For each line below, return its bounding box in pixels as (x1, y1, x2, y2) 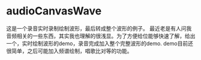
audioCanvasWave (6, 4, 102, 18)
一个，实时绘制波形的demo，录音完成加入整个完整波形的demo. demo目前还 (6, 40, 194, 47)
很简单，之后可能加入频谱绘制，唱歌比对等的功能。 (6, 47, 133, 55)
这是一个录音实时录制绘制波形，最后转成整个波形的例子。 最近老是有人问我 (6, 25, 192, 32)
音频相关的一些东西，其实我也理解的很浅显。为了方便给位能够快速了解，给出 (6, 32, 196, 40)
